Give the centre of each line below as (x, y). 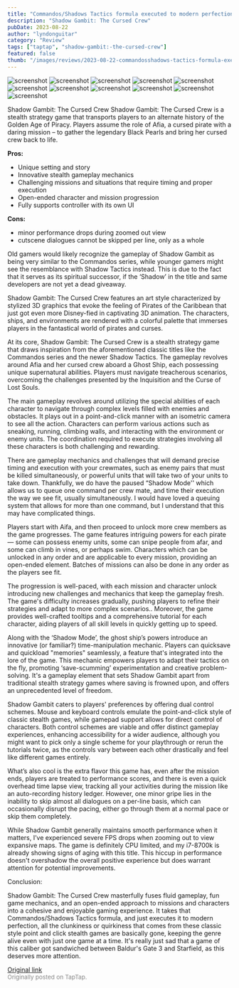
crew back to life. (33, 139)
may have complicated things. (52, 513)
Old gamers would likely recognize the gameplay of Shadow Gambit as (111, 254)
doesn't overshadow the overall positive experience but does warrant (109, 860)
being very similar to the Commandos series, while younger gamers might (116, 261)
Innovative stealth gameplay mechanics (75, 174)
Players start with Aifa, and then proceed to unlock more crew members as (117, 526)
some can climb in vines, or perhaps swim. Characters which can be (107, 549)
